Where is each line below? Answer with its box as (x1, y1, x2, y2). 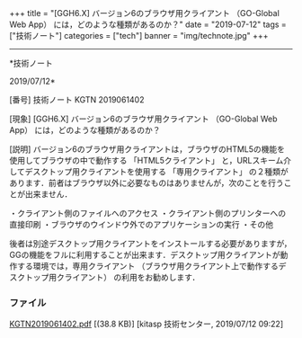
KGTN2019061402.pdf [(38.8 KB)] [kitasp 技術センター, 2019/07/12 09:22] (9, 318, 284, 330)
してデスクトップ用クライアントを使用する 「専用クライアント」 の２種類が (9, 166, 289, 177)
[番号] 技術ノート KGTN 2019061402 (9, 94, 145, 105)
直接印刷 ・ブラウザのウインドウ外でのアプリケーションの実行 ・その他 (9, 219, 274, 229)
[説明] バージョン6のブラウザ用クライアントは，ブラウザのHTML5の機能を (9, 144, 286, 155)
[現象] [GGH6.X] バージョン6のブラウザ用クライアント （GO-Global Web (9, 113, 278, 124)
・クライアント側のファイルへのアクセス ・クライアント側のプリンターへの (9, 208, 287, 218)
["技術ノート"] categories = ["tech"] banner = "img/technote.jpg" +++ (9, 31, 269, 40)
